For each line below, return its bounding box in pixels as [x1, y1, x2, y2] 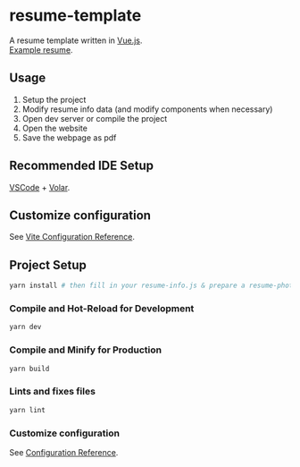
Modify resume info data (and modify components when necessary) [21, 104, 273, 115]
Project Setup [9, 257, 87, 273]
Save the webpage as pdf [21, 132, 117, 143]
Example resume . [9, 44, 73, 55]
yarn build [9, 364, 50, 373]
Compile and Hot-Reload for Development [9, 301, 195, 314]
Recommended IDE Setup [9, 158, 154, 174]
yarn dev [9, 323, 42, 332]
